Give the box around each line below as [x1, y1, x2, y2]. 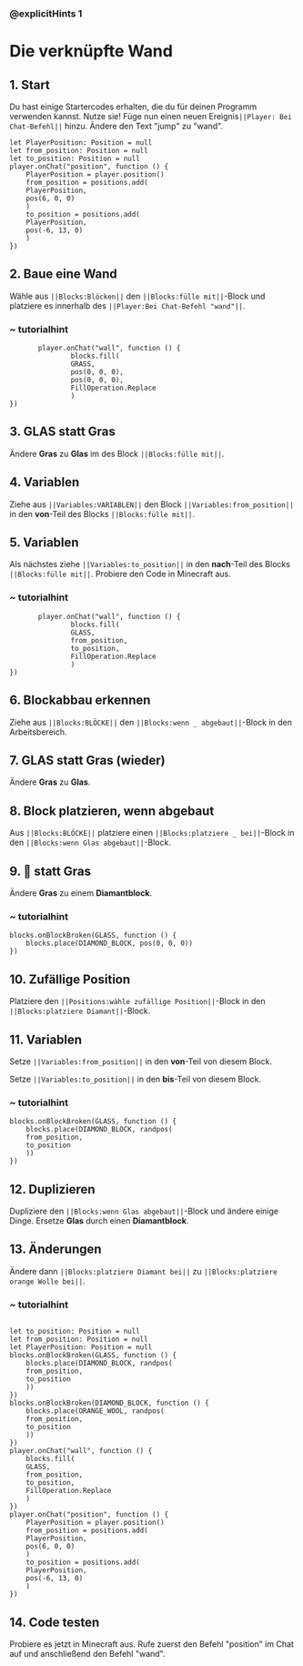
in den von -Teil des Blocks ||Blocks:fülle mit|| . [9, 508, 196, 519]
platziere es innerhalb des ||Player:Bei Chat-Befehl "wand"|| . [9, 300, 246, 311]
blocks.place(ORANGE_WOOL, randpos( [25, 1407, 166, 1416]
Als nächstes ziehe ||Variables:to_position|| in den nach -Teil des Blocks [9, 559, 291, 570]
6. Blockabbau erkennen [9, 693, 151, 708]
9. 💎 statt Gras [9, 863, 91, 879]
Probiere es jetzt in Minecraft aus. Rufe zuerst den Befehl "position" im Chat [9, 1638, 294, 1650]
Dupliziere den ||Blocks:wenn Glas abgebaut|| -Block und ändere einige [9, 1205, 279, 1217]
